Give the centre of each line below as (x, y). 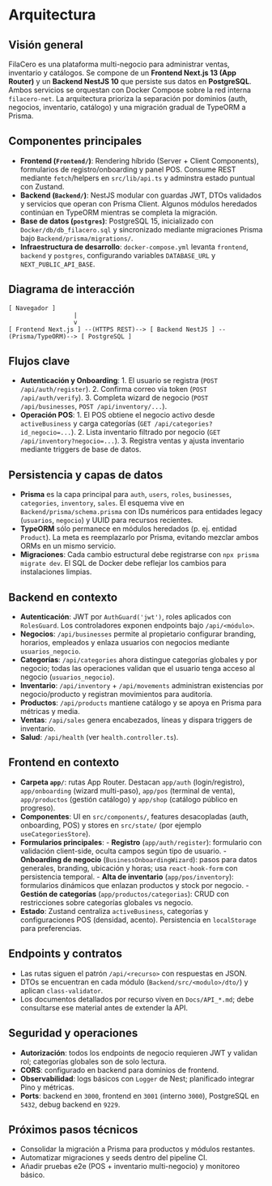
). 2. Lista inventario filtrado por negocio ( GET (146, 432)
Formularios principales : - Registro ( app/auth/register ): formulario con (141, 842)
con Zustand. (42, 186)
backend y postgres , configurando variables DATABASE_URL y (118, 255)
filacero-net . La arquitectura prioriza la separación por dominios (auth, (128, 98)
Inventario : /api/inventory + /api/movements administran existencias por (142, 686)
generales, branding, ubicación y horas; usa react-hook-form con (129, 868)
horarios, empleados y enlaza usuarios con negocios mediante (125, 643)
